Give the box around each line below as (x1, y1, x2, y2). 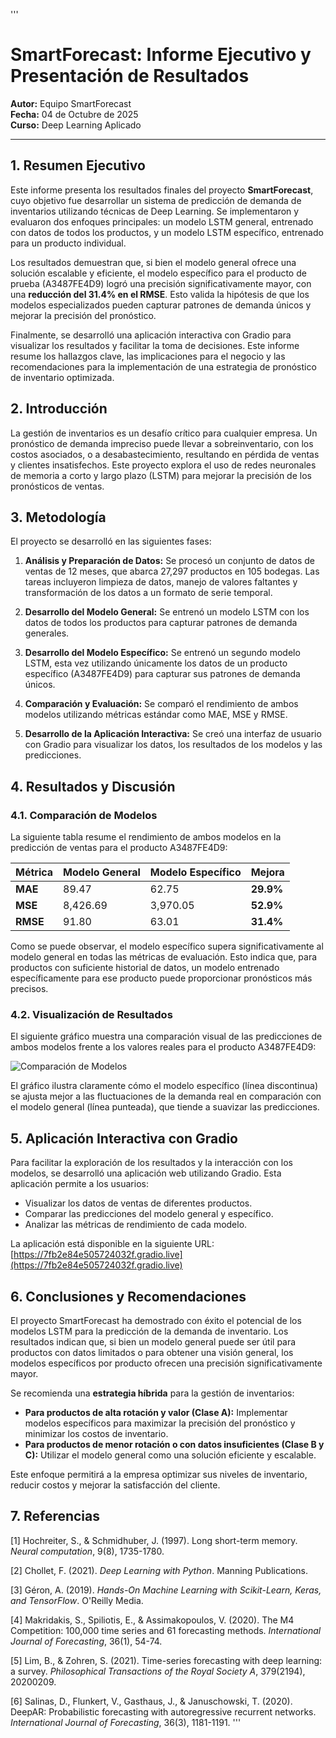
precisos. (10, 983, 49, 995)
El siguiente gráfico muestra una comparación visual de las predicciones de (10, 1030, 323, 1043)
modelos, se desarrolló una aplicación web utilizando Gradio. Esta (10, 1167, 282, 1179)
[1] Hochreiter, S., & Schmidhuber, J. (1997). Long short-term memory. (10, 1534, 298, 1546)
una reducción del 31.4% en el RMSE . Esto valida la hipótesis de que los (10, 288, 310, 300)
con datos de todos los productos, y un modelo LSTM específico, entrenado (10, 226, 324, 238)
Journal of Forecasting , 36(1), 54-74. (10, 1635, 163, 1647)
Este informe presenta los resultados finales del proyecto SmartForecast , (10, 184, 314, 196)
